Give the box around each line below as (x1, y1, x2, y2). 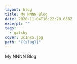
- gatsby (9, 30, 28, 35)
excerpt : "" (5, 21, 30, 26)
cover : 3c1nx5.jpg (5, 35, 43, 40)
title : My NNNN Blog (5, 12, 48, 17)
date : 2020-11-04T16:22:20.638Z (5, 16, 72, 21)
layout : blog (5, 7, 32, 12)
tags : (5, 26, 16, 31)
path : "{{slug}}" (5, 40, 41, 45)
